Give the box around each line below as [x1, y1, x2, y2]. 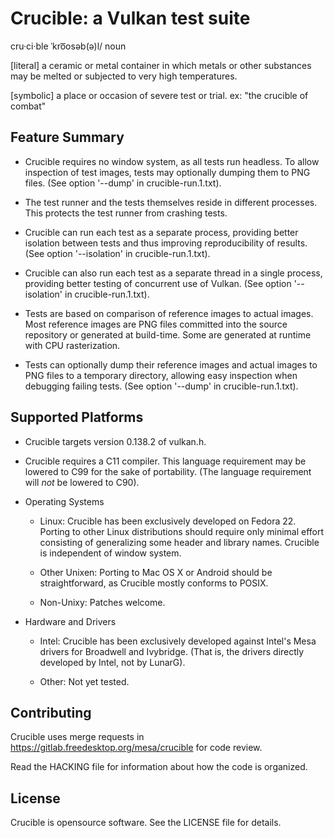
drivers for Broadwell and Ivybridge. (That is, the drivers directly [39, 645, 305, 657]
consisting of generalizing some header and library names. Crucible [39, 536, 320, 548]
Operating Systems [24, 495, 105, 507]
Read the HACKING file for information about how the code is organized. [10, 761, 308, 773]
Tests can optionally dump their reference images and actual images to [24, 358, 318, 371]
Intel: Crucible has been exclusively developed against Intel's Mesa [39, 635, 317, 647]
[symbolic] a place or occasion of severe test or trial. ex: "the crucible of [10, 89, 309, 101]
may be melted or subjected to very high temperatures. [10, 70, 238, 82]
